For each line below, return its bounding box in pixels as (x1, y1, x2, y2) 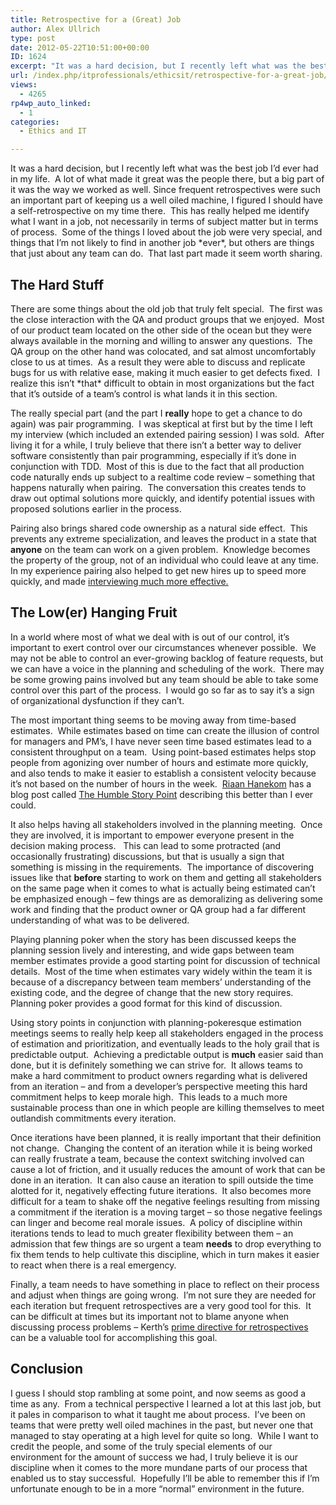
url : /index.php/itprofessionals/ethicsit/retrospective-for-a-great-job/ (10, 71, 329, 81)
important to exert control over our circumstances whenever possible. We (10, 641, 317, 653)
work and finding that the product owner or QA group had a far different (10, 903, 307, 915)
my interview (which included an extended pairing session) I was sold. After (10, 428, 325, 440)
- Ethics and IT (19, 126, 87, 136)
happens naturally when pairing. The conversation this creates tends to (10, 481, 307, 493)
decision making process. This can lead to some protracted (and (10, 839, 282, 851)
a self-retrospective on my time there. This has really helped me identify (10, 205, 310, 217)
